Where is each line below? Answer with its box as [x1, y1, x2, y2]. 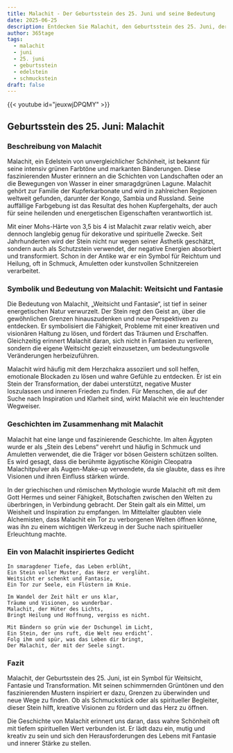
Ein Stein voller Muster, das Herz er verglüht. [7, 569, 150, 576]
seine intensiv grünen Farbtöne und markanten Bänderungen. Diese [7, 164, 201, 172]
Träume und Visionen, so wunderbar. [7, 599, 113, 606]
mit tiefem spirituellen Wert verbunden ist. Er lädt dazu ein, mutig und [7, 724, 206, 733]
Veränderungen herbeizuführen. [7, 352, 99, 360]
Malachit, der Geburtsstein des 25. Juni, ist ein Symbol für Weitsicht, [7, 674, 203, 682]
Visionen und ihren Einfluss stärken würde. [7, 472, 130, 480]
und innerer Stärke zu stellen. [7, 739, 92, 747]
